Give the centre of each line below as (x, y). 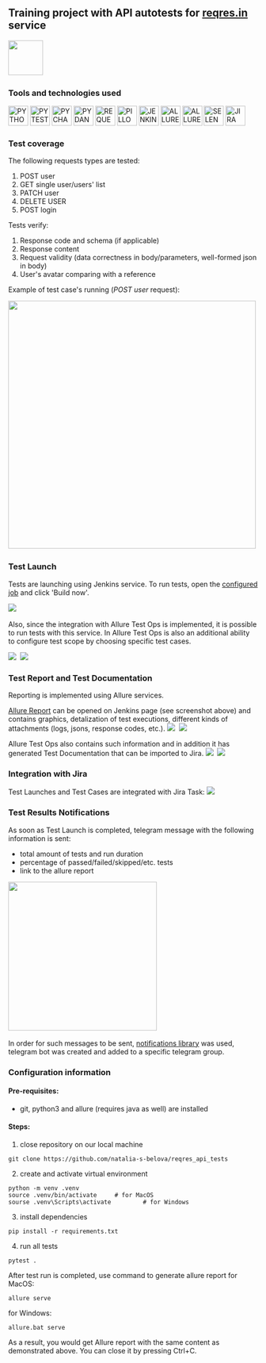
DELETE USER (43, 202)
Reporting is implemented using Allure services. (86, 695)
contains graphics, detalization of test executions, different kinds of (118, 719)
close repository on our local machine (81, 1144)
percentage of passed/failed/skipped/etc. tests (97, 862)
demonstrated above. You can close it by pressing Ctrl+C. (103, 1350)
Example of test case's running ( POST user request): (94, 290)
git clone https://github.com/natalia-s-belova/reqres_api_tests (118, 1159)
